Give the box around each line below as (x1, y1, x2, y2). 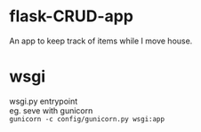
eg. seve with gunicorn (9, 105, 93, 116)
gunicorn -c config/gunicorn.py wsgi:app (9, 114, 165, 123)
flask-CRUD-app (9, 6, 133, 27)
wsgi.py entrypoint (9, 96, 78, 106)
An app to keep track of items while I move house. (9, 35, 193, 46)
